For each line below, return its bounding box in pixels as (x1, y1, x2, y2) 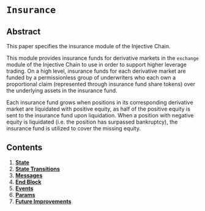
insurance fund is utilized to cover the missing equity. (6, 125, 141, 132)
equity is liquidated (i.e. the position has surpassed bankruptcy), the (6, 118, 178, 125)
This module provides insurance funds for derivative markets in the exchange (6, 54, 199, 62)
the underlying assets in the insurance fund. (6, 87, 117, 94)
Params (15, 191, 35, 198)
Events (15, 185, 34, 192)
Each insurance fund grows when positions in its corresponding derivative (6, 99, 194, 106)
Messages (15, 171, 43, 179)
